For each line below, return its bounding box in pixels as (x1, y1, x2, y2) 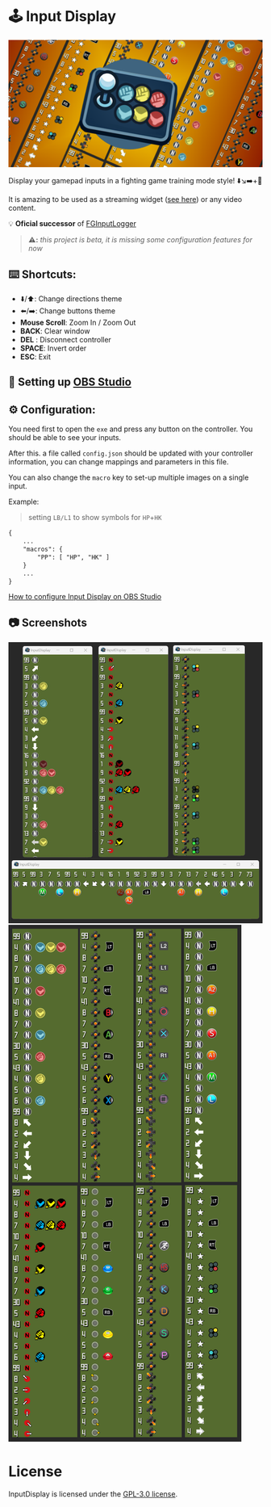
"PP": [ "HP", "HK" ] (37, 553, 110, 561)
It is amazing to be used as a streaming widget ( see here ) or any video (8, 194, 243, 204)
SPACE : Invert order (19, 343, 87, 353)
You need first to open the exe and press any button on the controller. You (8, 424, 253, 434)
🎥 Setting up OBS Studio (8, 376, 131, 389)
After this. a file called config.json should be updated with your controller (8, 448, 254, 458)
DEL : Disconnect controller (19, 334, 111, 344)
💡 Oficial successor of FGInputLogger (8, 218, 137, 228)
